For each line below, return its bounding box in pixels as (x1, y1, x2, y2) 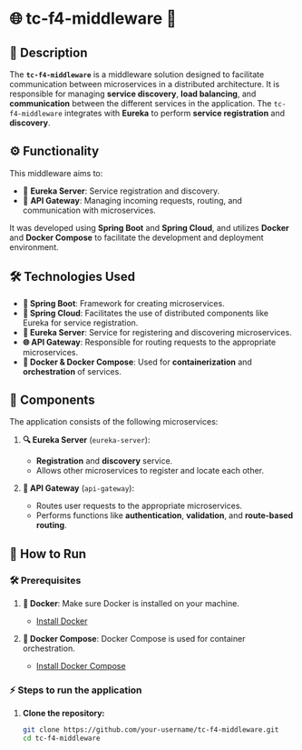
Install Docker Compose (35, 661, 126, 672)
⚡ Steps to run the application (9, 684, 142, 696)
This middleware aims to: (9, 167, 103, 178)
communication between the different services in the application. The (9, 98, 272, 108)
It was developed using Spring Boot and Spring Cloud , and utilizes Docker (9, 222, 289, 233)
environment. (9, 241, 59, 253)
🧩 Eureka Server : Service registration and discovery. (22, 185, 220, 196)
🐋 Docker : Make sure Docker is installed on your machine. (22, 598, 240, 609)
